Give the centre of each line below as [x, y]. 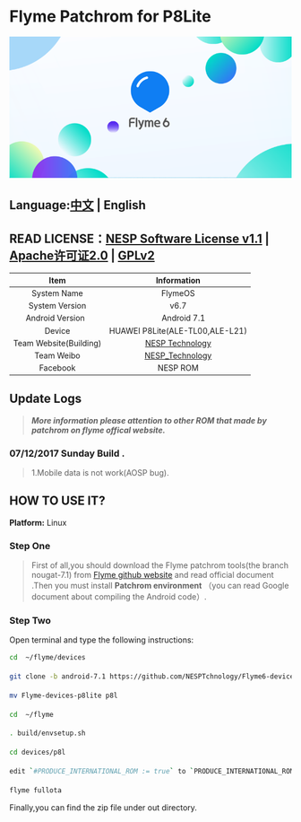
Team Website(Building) [57, 343]
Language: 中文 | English [77, 205]
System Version [57, 306]
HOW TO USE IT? [57, 501]
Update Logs [46, 399]
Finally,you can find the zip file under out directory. [103, 807]
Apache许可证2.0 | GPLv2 [82, 255]
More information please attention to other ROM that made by [149, 420]
